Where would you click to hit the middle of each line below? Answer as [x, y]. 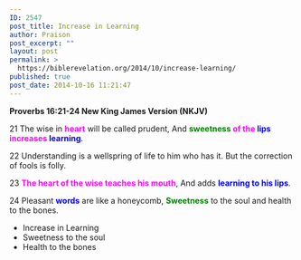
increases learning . [47, 138]
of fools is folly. [38, 165]
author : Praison [40, 34]
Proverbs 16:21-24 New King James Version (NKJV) [108, 111]
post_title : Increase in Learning [75, 26]
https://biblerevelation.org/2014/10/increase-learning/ [127, 69]
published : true [40, 77]
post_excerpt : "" [42, 43]
